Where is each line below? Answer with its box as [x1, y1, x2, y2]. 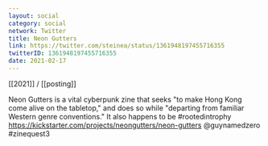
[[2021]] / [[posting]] [8, 78, 76, 89]
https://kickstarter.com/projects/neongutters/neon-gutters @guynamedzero [8, 120, 261, 130]
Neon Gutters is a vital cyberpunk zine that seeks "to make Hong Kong [8, 94, 243, 104]
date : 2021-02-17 [8, 57, 67, 65]
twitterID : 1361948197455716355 [8, 49, 117, 57]
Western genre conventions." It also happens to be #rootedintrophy [8, 111, 232, 121]
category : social [8, 19, 67, 27]
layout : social [8, 11, 60, 20]
